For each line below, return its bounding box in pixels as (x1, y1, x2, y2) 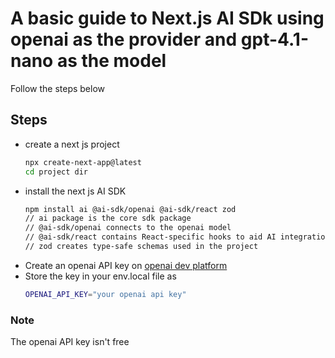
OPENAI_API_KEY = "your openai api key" (24, 289, 187, 299)
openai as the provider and (10, 28, 238, 51)
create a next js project (24, 138, 120, 150)
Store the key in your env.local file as (24, 270, 177, 282)
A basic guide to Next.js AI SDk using (10, 7, 325, 30)
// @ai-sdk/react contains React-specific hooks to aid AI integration (24, 232, 330, 242)
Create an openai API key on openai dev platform (24, 259, 228, 271)
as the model (56, 50, 167, 72)
